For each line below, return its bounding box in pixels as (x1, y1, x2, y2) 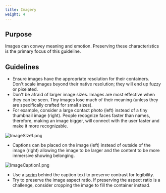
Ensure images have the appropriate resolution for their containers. (12, 76, 150, 82)
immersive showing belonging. (12, 153, 75, 158)
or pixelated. (12, 86, 38, 92)
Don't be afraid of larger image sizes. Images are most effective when (12, 92, 155, 98)
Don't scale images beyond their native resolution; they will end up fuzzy (12, 81, 161, 87)
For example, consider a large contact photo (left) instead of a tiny (12, 107, 148, 114)
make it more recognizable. (12, 123, 68, 129)
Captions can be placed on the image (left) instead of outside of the (12, 142, 151, 148)
